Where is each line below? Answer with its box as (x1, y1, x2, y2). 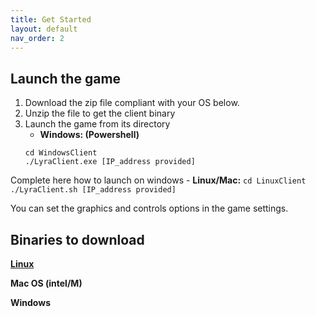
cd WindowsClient (24, 148, 98, 158)
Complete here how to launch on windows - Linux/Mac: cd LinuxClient (10, 174, 307, 186)
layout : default (10, 24, 78, 34)
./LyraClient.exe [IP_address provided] (24, 157, 196, 167)
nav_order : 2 (10, 33, 65, 43)
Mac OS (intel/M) (10, 277, 83, 289)
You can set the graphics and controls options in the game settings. (10, 202, 289, 215)
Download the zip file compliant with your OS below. (24, 97, 240, 109)
